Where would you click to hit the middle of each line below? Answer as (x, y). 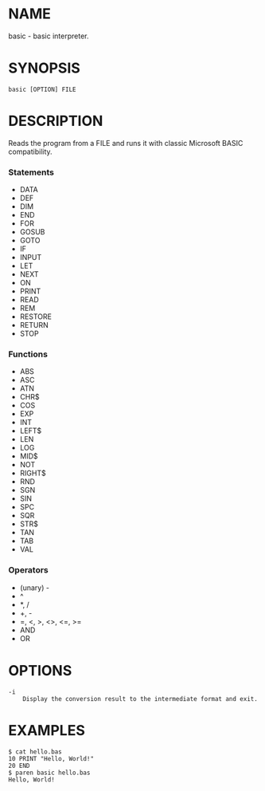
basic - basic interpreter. (49, 36)
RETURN (34, 325)
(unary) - (35, 588)
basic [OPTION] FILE (43, 89)
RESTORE (35, 317)
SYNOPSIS (45, 68)
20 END (19, 765)
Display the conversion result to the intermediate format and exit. (140, 699)
